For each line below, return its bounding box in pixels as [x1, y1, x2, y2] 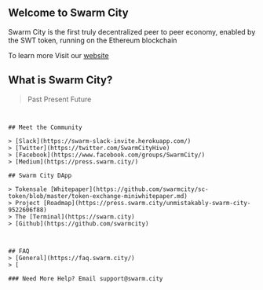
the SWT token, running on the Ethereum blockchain [8, 35, 177, 45]
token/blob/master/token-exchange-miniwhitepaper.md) [8, 192, 188, 200]
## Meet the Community [8, 123, 82, 131]
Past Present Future [27, 94, 92, 104]
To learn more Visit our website [8, 50, 109, 60]
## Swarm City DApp [8, 171, 72, 179]
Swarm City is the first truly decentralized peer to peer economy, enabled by [8, 27, 256, 36]
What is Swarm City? [8, 74, 113, 87]
